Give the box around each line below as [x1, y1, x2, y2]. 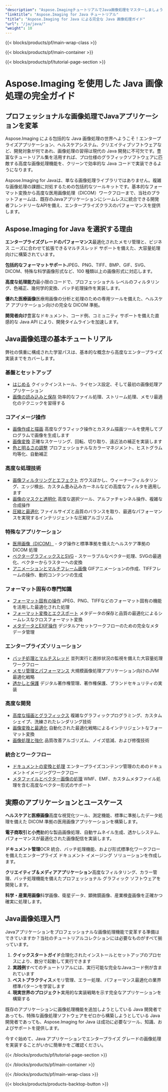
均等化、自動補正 [12, 451, 48, 457]
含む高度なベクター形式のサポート [21, 782, 91, 788]
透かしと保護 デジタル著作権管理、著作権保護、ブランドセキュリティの [12, 680, 158, 686]
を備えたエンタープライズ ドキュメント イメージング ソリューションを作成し [5, 852, 161, 858]
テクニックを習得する [21, 400, 65, 406]
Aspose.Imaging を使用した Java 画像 [5, 78, 163, 89]
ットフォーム [5, 196, 31, 202]
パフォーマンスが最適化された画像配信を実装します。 [5, 835, 114, 841]
